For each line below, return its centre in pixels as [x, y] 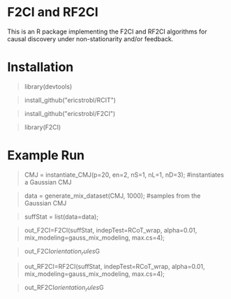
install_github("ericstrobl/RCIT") [70, 100]
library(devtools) [48, 86]
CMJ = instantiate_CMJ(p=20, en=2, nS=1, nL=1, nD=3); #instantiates [124, 175]
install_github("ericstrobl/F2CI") [70, 113]
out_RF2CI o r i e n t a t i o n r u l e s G [64, 288]
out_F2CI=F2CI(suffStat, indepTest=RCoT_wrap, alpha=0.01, [111, 230]
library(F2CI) [43, 127]
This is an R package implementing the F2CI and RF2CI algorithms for [107, 31]
